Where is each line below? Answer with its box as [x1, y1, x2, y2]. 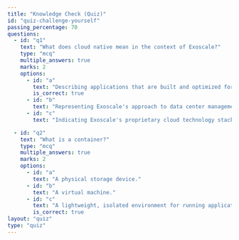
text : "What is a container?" [20, 136, 110, 143]
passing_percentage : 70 [7, 24, 78, 31]
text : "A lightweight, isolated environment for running [33, 202, 205, 209]
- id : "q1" [14, 37, 46, 44]
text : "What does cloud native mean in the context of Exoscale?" [20, 43, 221, 51]
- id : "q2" [14, 129, 46, 136]
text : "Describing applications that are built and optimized [33, 83, 221, 90]
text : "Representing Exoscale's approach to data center [33, 103, 205, 110]
